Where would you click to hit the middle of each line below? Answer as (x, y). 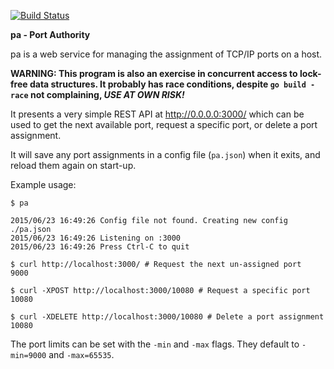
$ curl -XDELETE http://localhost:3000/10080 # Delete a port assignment (167, 317)
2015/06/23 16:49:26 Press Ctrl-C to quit (100, 247)
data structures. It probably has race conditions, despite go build (168, 84)
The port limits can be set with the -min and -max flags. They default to (155, 344)
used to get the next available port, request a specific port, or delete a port (164, 124)
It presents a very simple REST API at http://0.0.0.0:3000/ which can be (157, 114)
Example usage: (43, 184)
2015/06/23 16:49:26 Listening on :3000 (96, 238)
